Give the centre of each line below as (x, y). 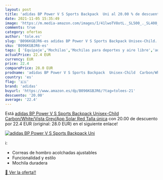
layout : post (18, 9)
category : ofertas (24, 32)
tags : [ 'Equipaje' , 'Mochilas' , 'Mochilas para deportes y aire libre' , (79, 50)
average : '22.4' (21, 100)
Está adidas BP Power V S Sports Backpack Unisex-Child (62, 114)
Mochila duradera (30, 163)
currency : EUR (19, 59)
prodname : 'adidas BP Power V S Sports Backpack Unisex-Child (70, 73)
